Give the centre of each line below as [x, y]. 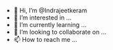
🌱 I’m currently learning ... [50, 25]
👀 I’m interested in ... [42, 18]
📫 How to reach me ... [45, 40]
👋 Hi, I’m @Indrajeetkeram [50, 10]
